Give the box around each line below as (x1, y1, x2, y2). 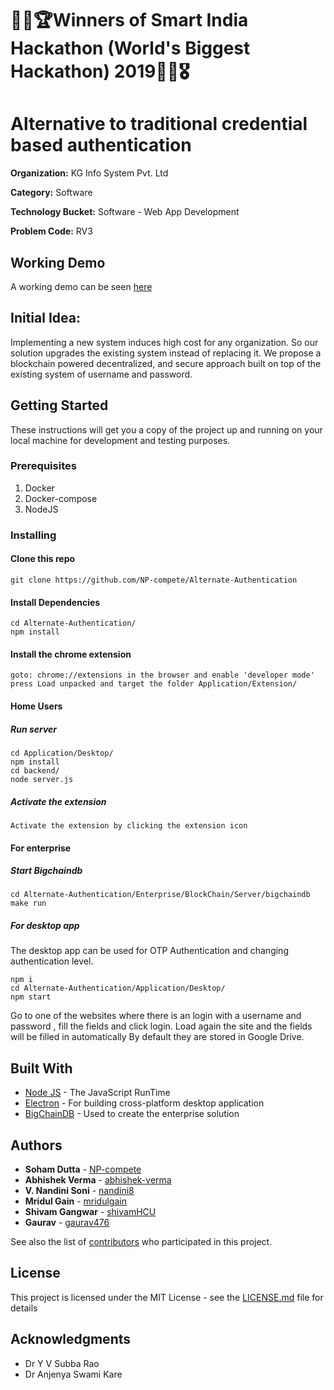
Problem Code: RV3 (10, 225, 93, 237)
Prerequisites (10, 459, 77, 473)
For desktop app (10, 920, 80, 932)
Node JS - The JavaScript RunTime (24, 1087, 171, 1099)
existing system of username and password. (10, 368, 193, 380)
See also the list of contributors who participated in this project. (10, 1236, 273, 1248)
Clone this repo (10, 553, 76, 565)
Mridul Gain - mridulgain (24, 1195, 127, 1207)
